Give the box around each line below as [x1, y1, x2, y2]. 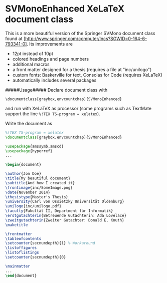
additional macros [12, 61, 50, 67]
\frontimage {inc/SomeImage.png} [5, 185, 73, 190]
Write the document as [5, 120, 53, 126]
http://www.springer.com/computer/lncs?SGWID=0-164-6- [25, 36, 147, 42]
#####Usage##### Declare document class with [5, 87, 108, 93]
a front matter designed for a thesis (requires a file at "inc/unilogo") [12, 66, 152, 73]
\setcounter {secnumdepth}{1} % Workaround [5, 241, 95, 246]
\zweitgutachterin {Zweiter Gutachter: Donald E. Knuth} [5, 217, 124, 223]
